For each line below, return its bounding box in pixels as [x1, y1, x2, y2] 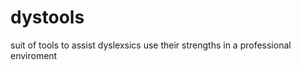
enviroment [10, 49, 58, 61]
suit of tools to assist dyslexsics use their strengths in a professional [10, 39, 292, 51]
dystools [10, 6, 85, 29]
